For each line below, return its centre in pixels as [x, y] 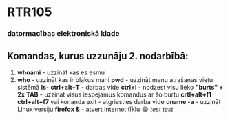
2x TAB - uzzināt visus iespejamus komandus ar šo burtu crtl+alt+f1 [114, 94]
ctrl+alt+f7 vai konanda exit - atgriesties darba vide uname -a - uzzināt [119, 101]
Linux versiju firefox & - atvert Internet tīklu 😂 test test [95, 109]
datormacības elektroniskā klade [63, 34]
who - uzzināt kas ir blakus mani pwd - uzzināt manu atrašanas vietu [115, 79]
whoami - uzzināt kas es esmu [61, 72]
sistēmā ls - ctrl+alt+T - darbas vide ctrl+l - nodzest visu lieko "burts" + [120, 87]
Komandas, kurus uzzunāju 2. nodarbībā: [98, 56]
